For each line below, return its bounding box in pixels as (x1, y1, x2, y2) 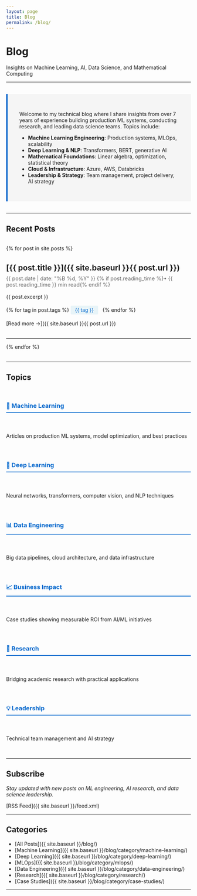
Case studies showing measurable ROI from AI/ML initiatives (6, 616, 152, 623)
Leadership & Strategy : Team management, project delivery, (28, 172, 175, 179)
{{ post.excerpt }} (6, 293, 49, 300)
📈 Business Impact (6, 582, 63, 591)
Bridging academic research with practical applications (6, 675, 139, 683)
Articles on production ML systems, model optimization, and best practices (6, 432, 188, 440)
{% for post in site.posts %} (6, 244, 73, 252)
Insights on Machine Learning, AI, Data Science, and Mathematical (6, 64, 167, 71)
